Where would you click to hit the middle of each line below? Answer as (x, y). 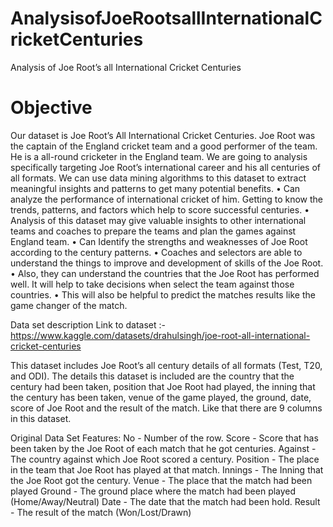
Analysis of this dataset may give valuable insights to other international (158, 220)
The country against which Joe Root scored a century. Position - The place (165, 459)
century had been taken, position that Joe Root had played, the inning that (163, 386)
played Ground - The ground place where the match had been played (153, 491)
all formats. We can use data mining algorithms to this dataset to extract (158, 178)
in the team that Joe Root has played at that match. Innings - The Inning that (167, 469)
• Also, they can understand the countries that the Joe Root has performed (165, 273)
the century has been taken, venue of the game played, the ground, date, (161, 397)
